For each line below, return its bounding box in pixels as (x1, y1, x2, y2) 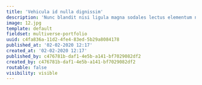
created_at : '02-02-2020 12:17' (6, 48, 87, 54)
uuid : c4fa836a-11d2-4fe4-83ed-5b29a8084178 (6, 37, 120, 42)
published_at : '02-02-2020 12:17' (6, 42, 93, 48)
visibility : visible (6, 70, 58, 76)
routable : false (6, 64, 47, 71)
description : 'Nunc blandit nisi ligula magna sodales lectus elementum (6, 14, 192, 20)
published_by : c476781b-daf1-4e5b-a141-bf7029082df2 (6, 53, 141, 59)
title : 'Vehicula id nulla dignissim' (6, 8, 103, 15)
